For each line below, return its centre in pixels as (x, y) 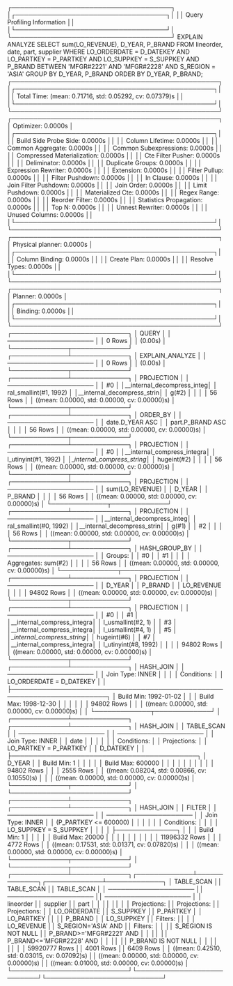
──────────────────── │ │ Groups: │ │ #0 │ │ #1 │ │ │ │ (99, 555)
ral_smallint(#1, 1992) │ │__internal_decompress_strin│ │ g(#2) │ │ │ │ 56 (112, 393)
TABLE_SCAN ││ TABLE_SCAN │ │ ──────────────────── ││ (105, 889)
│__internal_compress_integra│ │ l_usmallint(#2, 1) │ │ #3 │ (92, 622)
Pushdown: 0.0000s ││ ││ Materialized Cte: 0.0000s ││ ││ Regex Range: (113, 192)
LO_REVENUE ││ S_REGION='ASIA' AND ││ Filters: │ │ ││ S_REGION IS (110, 926)
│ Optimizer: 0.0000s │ (41, 126)
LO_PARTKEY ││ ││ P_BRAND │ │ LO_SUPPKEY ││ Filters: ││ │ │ (102, 918)
